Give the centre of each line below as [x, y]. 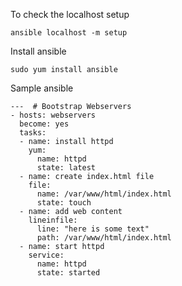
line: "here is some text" [93, 229]
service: [46, 255]
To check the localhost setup [70, 14]
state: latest [66, 168]
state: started [68, 273]
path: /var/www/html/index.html [104, 238]
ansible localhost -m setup [69, 33]
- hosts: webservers [53, 115]
